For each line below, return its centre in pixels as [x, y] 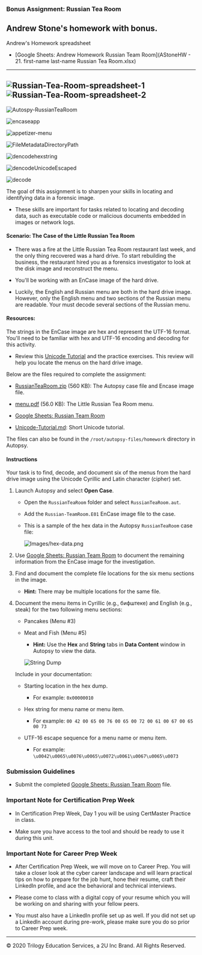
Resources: [21, 319]
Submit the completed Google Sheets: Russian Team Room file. [93, 785]
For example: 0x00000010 [63, 698]
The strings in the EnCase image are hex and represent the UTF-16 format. [99, 331]
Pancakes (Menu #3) [50, 621]
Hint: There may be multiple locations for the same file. [92, 591]
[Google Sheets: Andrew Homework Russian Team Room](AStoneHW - [103, 54]
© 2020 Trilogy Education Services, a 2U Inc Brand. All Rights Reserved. [96, 946]
